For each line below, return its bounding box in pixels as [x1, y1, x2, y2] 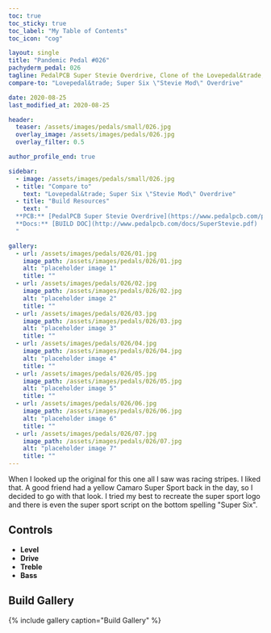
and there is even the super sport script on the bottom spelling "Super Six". [8, 500, 258, 509]
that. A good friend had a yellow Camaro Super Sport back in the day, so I [8, 483, 253, 493]
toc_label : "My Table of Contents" [8, 27, 128, 35]
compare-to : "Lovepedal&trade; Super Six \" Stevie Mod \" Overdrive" [8, 78, 244, 87]
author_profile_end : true [8, 153, 95, 161]
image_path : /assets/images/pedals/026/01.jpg [23, 257, 182, 265]
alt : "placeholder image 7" [23, 445, 117, 453]
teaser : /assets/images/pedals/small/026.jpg [15, 123, 172, 132]
